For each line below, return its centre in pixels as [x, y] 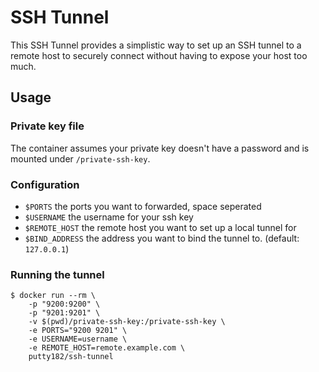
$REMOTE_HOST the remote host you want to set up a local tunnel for [160, 227]
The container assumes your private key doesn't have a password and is [160, 148]
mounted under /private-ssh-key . [80, 158]
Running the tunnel [57, 274]
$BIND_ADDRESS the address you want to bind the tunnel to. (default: [162, 238]
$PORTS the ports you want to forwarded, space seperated [143, 206]
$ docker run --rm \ [53, 296]
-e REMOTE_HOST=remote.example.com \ [107, 348]
